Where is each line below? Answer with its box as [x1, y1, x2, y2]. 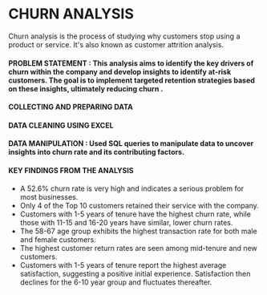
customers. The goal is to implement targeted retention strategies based [8, 75, 255, 85]
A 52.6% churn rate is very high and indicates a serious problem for [19, 184, 245, 193]
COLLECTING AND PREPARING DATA [8, 102, 134, 112]
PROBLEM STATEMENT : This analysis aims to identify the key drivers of [8, 58, 254, 68]
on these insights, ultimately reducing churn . [8, 83, 164, 93]
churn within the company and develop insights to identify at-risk [8, 67, 232, 76]
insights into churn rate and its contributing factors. [8, 147, 185, 157]
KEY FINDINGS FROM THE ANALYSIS [8, 165, 134, 175]
